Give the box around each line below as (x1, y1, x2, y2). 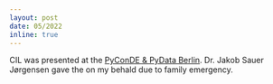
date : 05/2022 (9, 22, 63, 31)
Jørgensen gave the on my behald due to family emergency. (9, 64, 233, 75)
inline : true (9, 30, 59, 39)
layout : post (9, 13, 59, 23)
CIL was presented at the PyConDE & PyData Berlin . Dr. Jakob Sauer (9, 55, 264, 66)
